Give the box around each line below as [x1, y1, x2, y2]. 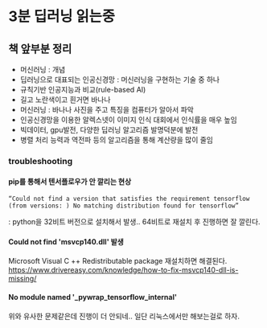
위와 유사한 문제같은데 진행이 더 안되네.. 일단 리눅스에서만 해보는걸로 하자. [8, 311, 240, 321]
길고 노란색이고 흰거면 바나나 [19, 95, 111, 105]
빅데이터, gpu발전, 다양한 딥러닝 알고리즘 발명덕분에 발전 [19, 125, 199, 134]
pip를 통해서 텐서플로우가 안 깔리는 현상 [8, 176, 132, 186]
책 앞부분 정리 [8, 42, 72, 55]
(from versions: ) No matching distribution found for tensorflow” [8, 202, 240, 210]
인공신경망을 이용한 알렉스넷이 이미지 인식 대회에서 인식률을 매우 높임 [19, 115, 237, 125]
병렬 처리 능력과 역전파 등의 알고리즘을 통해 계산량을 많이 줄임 [19, 135, 213, 145]
